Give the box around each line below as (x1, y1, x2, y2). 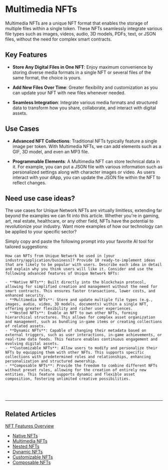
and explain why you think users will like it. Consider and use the (5, 267, 153, 272)
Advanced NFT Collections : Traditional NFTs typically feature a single (12, 138, 157, 144)
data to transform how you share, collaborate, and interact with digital (12, 104, 156, 111)
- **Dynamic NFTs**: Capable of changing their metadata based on (5, 328, 146, 333)
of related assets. (5, 324, 46, 329)
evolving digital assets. (5, 341, 59, 347)
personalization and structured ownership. (5, 359, 97, 364)
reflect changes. (12, 180, 46, 186)
